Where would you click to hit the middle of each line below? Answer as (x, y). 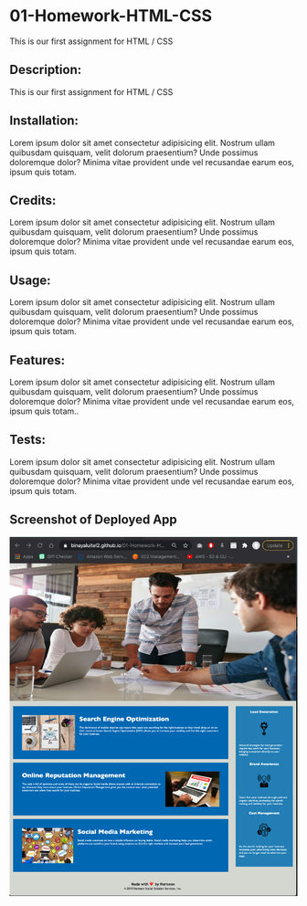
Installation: (44, 121)
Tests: (27, 440)
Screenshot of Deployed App (94, 520)
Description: (46, 70)
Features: (37, 360)
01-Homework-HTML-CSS (111, 16)
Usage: (31, 280)
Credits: (33, 200)
